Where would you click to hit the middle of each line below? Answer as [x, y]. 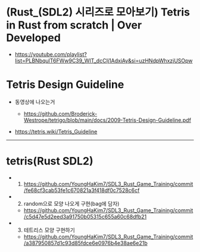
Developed [34, 38]
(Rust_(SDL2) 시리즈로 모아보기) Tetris [98, 12]
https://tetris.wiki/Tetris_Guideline [56, 131]
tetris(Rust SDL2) [50, 161]
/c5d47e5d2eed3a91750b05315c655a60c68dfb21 [85, 216]
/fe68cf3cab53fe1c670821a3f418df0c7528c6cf [82, 190]
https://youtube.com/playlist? [51, 54]
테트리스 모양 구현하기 [49, 230]
